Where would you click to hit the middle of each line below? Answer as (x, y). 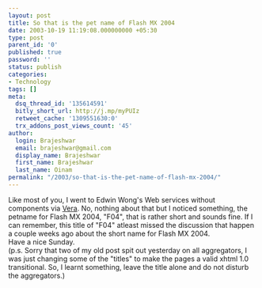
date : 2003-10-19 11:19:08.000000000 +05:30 (83, 30)
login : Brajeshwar (46, 140)
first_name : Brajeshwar (54, 163)
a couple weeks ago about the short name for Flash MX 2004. (109, 233)
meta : (17, 97)
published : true (35, 52)
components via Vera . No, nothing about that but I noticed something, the (128, 208)
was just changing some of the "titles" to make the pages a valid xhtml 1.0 (129, 259)
